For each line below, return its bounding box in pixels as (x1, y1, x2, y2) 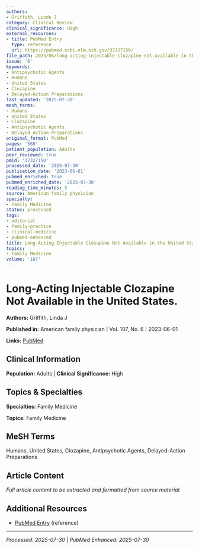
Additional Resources (6, 503, 87, 513)
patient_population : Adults (6, 146, 76, 152)
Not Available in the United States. (6, 294, 178, 308)
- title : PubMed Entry (6, 36, 62, 42)
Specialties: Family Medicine (6, 403, 78, 410)
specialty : (6, 196, 33, 202)
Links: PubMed (6, 337, 44, 344)
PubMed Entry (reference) (14, 519, 79, 526)
